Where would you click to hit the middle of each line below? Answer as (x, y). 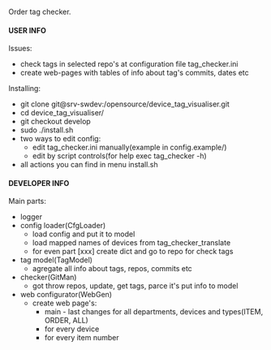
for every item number (82, 338)
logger (31, 217)
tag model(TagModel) (56, 260)
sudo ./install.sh (47, 130)
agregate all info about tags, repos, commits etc (112, 269)
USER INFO (28, 30)
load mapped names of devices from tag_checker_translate (131, 243)
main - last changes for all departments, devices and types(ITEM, (154, 312)
